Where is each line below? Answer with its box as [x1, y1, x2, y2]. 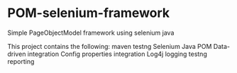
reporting [7, 57, 35, 65]
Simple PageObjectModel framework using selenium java [7, 28, 175, 37]
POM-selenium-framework [7, 5, 170, 21]
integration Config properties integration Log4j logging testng [27, 50, 207, 58]
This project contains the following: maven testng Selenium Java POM [7, 42, 212, 50]
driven [7, 50, 26, 58]
